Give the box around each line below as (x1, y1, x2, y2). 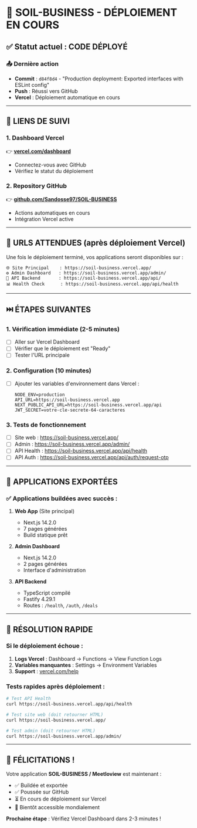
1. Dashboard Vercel (6, 134, 64, 142)
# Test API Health (6, 695, 51, 702)
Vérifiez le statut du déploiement (14, 167, 94, 174)
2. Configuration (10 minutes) (6, 367, 92, 375)
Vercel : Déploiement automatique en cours (14, 94, 120, 101)
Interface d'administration (23, 566, 86, 574)
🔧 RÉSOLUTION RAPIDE (6, 625, 93, 634)
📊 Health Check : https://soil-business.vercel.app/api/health (6, 281, 179, 287)
